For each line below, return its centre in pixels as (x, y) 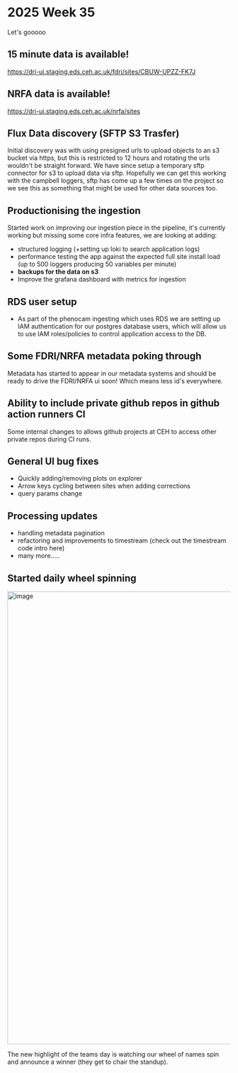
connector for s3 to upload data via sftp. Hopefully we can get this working (117, 173)
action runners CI (46, 414)
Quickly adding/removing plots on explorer (80, 479)
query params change (50, 493)
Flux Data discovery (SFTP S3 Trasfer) (93, 133)
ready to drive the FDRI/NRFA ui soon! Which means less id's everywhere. (115, 380)
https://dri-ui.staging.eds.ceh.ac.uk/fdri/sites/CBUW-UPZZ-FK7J (102, 71)
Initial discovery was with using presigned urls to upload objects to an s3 (113, 151)
